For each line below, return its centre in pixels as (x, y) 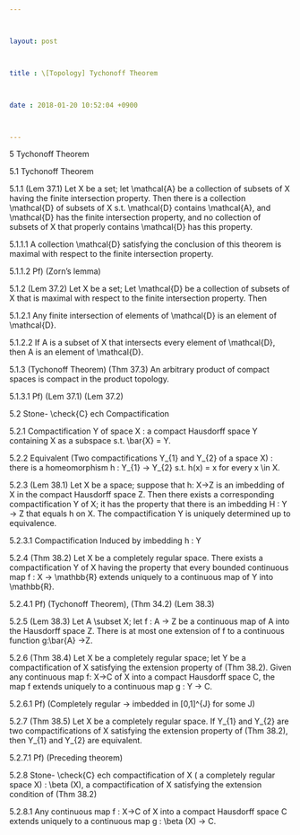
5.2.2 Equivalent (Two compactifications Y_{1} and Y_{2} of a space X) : (141, 458)
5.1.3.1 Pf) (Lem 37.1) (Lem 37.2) (66, 397)
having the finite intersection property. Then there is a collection (128, 198)
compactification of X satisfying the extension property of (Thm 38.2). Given (150, 668)
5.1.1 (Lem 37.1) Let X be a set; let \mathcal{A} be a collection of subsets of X (150, 189)
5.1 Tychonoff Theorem (51, 171)
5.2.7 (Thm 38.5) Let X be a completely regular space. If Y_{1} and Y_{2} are (149, 721)
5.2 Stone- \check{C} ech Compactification (90, 414)
